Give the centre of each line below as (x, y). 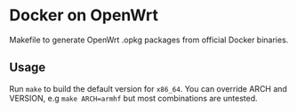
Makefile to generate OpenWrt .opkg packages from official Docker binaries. (149, 40)
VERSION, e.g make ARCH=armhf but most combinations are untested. (133, 98)
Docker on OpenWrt (84, 15)
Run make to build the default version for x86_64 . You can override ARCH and (148, 88)
